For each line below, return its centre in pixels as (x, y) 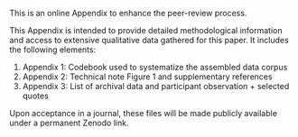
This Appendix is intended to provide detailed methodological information (146, 30)
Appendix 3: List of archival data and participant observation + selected (156, 86)
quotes (36, 96)
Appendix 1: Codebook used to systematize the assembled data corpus (155, 67)
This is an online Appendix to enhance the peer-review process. (128, 13)
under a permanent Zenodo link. (69, 123)
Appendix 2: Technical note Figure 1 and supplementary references (147, 77)
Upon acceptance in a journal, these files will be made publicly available (144, 113)
